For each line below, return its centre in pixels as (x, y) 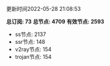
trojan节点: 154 (33, 57)
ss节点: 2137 (30, 34)
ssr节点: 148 (30, 42)
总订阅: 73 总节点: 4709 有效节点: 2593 (55, 22)
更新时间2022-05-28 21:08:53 (44, 9)
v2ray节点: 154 (33, 49)
